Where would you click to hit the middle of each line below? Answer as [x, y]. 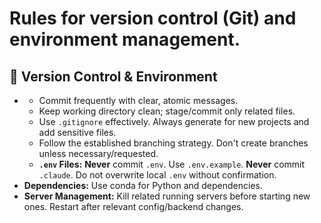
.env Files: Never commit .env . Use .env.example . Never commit [172, 164]
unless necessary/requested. [98, 153]
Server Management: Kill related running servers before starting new [167, 196]
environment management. [125, 39]
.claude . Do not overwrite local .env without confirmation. [157, 175]
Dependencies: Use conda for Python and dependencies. [143, 185]
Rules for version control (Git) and [153, 18]
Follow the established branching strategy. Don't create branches [173, 143]
